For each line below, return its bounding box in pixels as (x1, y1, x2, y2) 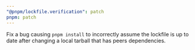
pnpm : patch (6, 14, 36, 20)
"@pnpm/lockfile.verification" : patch (6, 8, 104, 15)
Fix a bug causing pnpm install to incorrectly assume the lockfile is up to (6, 30, 189, 37)
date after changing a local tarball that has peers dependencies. (6, 37, 166, 44)
